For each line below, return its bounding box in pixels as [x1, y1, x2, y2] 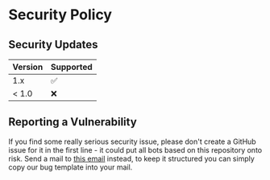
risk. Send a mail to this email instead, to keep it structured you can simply [8, 153, 255, 163]
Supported [51, 62, 93, 72]
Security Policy [8, 6, 113, 24]
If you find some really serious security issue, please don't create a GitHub [8, 137, 256, 146]
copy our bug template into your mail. [8, 162, 133, 172]
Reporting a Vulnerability [8, 115, 137, 129]
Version [12, 62, 44, 72]
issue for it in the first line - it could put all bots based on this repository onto [8, 145, 263, 154]
